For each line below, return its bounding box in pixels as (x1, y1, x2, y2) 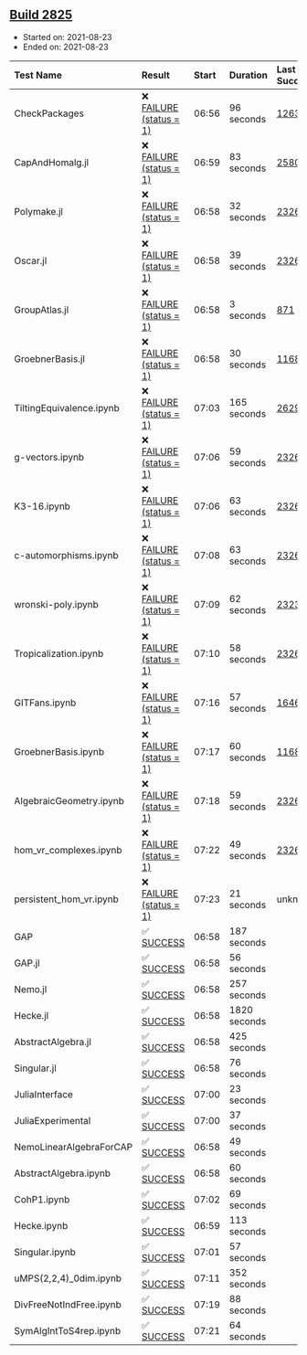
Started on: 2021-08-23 (22, 31, 112, 42)
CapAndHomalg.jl (14, 155, 90, 168)
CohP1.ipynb (14, 1192, 70, 1205)
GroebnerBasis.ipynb (14, 745, 105, 757)
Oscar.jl (14, 254, 48, 267)
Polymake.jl (14, 205, 64, 217)
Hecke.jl (14, 1009, 49, 1022)
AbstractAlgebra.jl (14, 1035, 91, 1048)
